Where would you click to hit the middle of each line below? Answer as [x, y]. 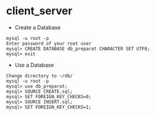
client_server [39, 11]
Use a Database [34, 65]
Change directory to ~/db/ [39, 76]
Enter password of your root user [49, 43]
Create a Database [38, 27]
